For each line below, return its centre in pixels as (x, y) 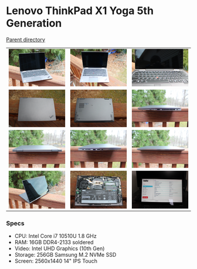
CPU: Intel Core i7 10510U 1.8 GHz (55, 236)
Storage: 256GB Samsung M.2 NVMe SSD (65, 255)
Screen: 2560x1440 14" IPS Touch (56, 261)
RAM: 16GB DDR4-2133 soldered (54, 243)
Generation (34, 23)
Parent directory (26, 39)
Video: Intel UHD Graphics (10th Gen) (60, 248)
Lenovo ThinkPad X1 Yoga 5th (80, 11)
